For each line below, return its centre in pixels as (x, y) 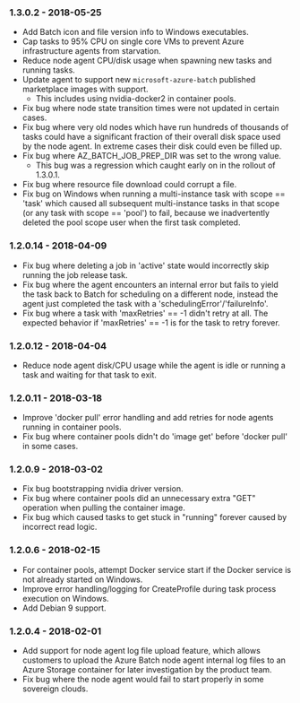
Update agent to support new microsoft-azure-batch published (139, 80)
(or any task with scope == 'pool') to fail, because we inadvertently (146, 213)
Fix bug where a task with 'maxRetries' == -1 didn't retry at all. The (145, 313)
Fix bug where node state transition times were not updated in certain (150, 108)
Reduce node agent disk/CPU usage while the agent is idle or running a (154, 365)
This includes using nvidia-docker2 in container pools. (136, 99)
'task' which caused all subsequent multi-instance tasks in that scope (151, 204)
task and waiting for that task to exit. (89, 375)
